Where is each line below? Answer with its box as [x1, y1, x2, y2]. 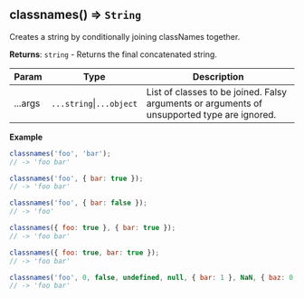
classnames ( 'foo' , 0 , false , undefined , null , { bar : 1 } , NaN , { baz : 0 [9, 273, 294, 282]
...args [14, 97, 41, 110]
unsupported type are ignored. [146, 108, 277, 120]
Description [192, 70, 244, 82]
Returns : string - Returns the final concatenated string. [9, 49, 217, 60]
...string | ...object [51, 97, 138, 110]
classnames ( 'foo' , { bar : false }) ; [9, 198, 147, 207]
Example [9, 131, 43, 142]
